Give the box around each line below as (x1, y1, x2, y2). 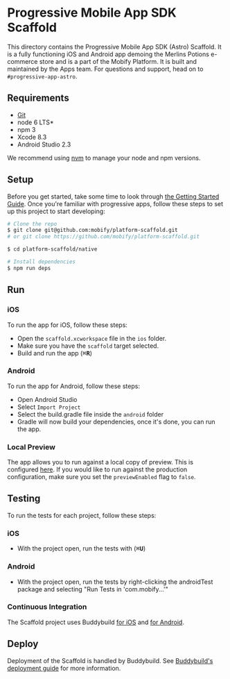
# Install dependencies (7, 258, 76, 265)
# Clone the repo (7, 220, 57, 227)
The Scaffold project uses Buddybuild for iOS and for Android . (7, 618, 185, 626)
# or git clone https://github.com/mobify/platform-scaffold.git (7, 233, 200, 240)
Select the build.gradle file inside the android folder (17, 410, 164, 418)
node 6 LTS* (17, 118, 54, 126)
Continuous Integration (7, 602, 87, 612)
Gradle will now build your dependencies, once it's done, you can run (17, 417, 215, 426)
